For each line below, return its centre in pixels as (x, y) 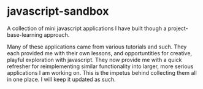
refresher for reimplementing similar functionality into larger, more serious (100, 66)
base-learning (25, 34)
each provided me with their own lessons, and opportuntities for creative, (100, 53)
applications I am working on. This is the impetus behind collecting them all (102, 72)
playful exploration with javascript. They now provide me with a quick (94, 60)
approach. (57, 34)
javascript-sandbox (58, 11)
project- (178, 28)
